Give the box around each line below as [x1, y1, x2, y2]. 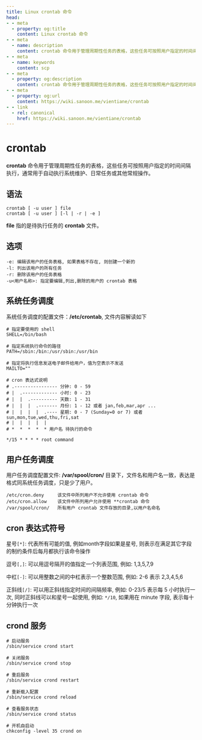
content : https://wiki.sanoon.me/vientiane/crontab [17, 98, 149, 104]
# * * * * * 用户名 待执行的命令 [6, 426, 93, 432]
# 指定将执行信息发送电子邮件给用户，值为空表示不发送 [6, 360, 124, 366]
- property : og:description [11, 76, 82, 82]
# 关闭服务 [6, 655, 30, 661]
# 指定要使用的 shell [6, 326, 55, 332]
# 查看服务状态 [6, 706, 39, 712]
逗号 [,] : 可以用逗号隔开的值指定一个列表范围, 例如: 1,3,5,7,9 [6, 560, 154, 568]
